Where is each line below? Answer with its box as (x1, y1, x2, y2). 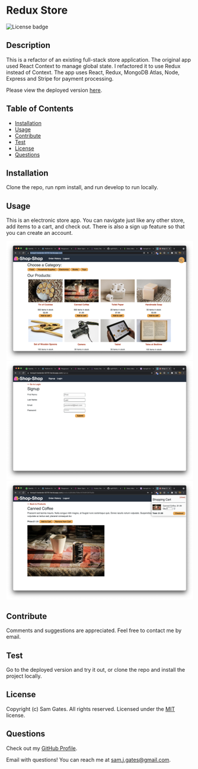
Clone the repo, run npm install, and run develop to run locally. (6, 184, 158, 191)
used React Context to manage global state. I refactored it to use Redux (6, 62, 181, 69)
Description (6, 40, 50, 50)
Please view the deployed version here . (6, 87, 103, 94)
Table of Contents (6, 104, 74, 114)
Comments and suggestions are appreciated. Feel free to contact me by (6, 627, 182, 634)
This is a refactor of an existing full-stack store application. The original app (6, 56, 191, 63)
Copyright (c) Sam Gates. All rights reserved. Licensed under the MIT (6, 705, 175, 712)
